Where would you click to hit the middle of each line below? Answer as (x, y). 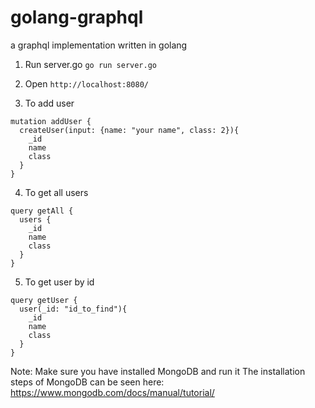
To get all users (56, 192)
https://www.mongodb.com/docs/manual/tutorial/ (112, 392)
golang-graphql (77, 17)
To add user (49, 103)
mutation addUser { (51, 121)
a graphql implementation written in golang (99, 45)
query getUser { (44, 300)
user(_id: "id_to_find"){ (73, 309)
